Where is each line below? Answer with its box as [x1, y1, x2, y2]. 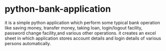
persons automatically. [4, 40, 51, 46]
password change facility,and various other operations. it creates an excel [4, 30, 156, 36]
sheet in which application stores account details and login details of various [4, 35, 162, 41]
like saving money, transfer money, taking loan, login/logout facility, [4, 25, 143, 30]
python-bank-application [4, 3, 111, 15]
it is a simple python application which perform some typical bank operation [4, 20, 160, 25]
